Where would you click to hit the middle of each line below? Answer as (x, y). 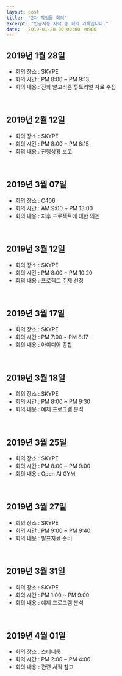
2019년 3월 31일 (36, 571)
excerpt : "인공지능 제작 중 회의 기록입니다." (57, 23)
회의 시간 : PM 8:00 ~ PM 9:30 (52, 402)
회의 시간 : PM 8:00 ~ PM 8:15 (52, 143)
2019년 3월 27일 (36, 507)
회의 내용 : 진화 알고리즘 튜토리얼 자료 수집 (66, 87)
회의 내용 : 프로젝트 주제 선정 (49, 280)
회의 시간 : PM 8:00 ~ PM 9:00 (53, 466)
